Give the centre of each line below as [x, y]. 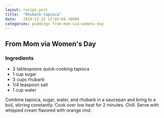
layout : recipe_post [27, 10]
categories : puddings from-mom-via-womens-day [54, 24]
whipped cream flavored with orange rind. [48, 110]
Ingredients [19, 58]
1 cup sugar [24, 74]
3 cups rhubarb [28, 79]
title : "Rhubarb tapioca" [33, 14]
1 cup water [24, 90]
